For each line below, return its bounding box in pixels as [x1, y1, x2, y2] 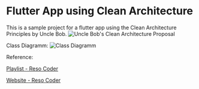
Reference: [6, 53, 34, 60]
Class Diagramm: [6, 42, 49, 49]
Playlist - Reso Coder [6, 65, 59, 72]
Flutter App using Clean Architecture [6, 4, 194, 18]
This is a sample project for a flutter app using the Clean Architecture [6, 24, 177, 31]
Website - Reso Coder [6, 76, 61, 84]
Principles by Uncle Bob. [6, 30, 67, 37]
